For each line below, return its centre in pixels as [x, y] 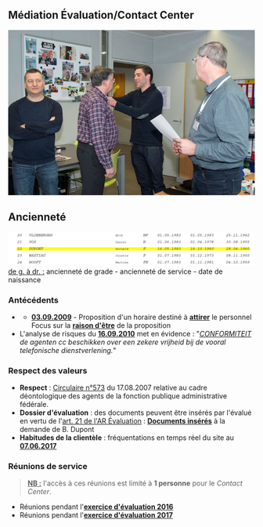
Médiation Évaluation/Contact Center [101, 15]
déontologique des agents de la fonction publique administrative [123, 396]
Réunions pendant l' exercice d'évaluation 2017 [96, 515]
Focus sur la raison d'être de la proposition [101, 325]
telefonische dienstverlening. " [68, 350]
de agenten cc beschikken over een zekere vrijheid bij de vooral [122, 342]
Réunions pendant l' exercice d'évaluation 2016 [96, 507]
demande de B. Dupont [57, 430]
